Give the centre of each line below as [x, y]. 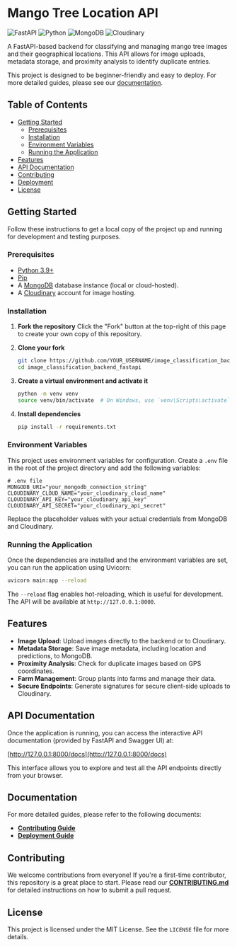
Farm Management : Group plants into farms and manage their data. [116, 678]
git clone [32, 361]
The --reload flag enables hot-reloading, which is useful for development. [115, 594]
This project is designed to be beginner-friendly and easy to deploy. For [112, 75]
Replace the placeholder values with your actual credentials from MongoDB [117, 519]
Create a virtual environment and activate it [83, 381]
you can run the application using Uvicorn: [69, 568]
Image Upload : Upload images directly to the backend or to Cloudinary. [122, 641]
